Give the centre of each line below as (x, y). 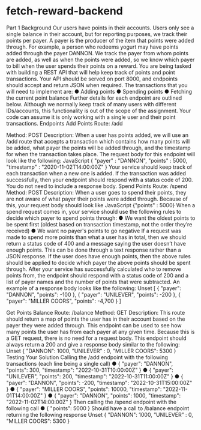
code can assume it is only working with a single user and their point (91, 117)
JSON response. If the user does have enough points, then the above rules (98, 256)
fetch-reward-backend (64, 11)
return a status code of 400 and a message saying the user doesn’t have (96, 243)
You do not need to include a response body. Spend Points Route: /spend (97, 186)
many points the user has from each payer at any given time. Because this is (100, 332)
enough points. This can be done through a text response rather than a (94, 250)
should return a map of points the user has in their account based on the (96, 319)
